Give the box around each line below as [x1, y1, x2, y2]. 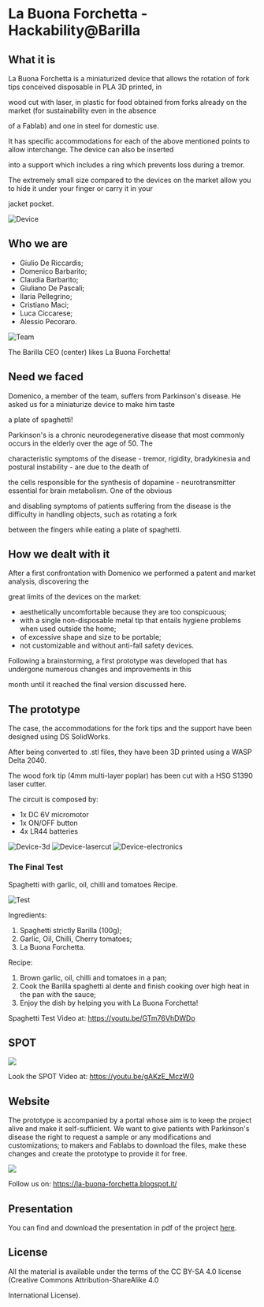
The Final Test [8, 861, 64, 872]
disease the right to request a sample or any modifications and [8, 1133, 211, 1142]
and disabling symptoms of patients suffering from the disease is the [8, 501, 232, 510]
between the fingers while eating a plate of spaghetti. [8, 525, 182, 534]
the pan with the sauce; [19, 989, 97, 999]
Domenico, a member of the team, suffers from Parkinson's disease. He [8, 391, 242, 401]
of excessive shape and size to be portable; [19, 633, 162, 642]
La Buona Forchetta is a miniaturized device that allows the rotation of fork [8, 74, 250, 83]
